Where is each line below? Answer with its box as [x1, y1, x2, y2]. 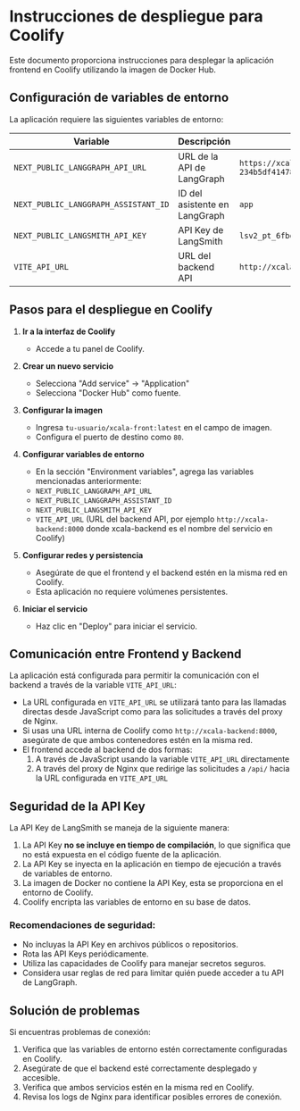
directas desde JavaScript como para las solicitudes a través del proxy [21, 706, 283, 717]
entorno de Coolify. [21, 887, 94, 898]
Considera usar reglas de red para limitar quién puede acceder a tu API [21, 967, 284, 979]
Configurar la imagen [21, 405, 103, 415]
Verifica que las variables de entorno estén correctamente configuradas [21, 1044, 287, 1055]
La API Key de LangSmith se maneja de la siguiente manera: [9, 823, 230, 833]
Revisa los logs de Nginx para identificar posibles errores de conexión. [21, 1091, 283, 1102]
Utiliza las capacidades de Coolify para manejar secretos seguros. [21, 958, 266, 969]
